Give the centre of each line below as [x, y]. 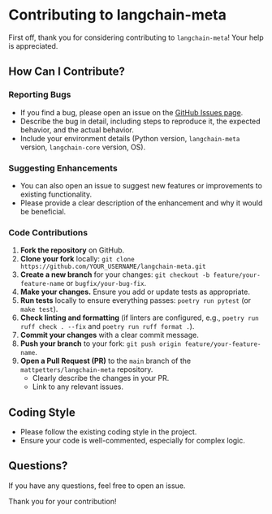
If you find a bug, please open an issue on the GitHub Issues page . [132, 112]
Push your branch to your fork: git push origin [100, 343]
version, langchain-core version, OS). [83, 147]
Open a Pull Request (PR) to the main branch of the [106, 361]
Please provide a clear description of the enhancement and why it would [141, 203]
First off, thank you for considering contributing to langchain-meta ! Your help [136, 37]
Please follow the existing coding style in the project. [108, 432]
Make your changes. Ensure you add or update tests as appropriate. [135, 292]
